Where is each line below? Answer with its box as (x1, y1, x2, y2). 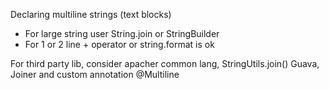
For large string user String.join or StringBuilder (24, 28, 220, 39)
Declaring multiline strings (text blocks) (10, 9, 172, 20)
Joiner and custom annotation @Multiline (10, 69, 180, 80)
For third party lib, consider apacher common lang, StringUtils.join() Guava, (10, 58, 320, 69)
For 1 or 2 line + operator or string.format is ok (24, 39, 215, 50)
